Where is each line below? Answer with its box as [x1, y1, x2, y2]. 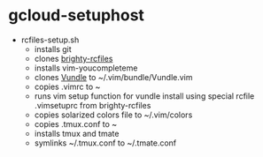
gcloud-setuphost [8, 5, 145, 26]
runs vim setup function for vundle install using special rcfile [34, 90, 255, 101]
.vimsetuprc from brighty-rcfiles [34, 100, 151, 110]
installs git [34, 43, 72, 54]
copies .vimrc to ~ [34, 81, 101, 92]
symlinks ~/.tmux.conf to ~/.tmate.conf [34, 138, 177, 148]
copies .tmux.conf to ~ [34, 118, 118, 129]
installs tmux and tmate [34, 128, 120, 138]
